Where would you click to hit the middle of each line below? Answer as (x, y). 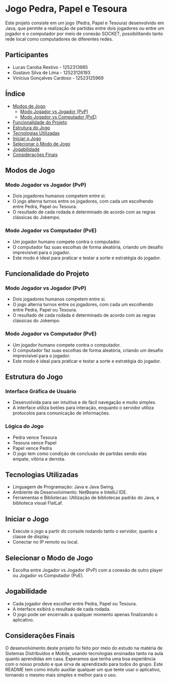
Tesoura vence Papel (35, 443)
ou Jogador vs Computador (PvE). (48, 575)
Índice (15, 94)
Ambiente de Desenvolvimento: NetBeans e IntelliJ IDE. (70, 492)
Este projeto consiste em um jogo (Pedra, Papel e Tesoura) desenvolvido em (85, 23)
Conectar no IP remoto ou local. (46, 542)
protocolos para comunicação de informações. (61, 413)
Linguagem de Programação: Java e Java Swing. (63, 487)
